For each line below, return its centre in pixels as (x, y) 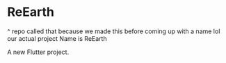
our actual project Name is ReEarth (57, 38)
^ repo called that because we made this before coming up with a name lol (114, 31)
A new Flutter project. (38, 52)
